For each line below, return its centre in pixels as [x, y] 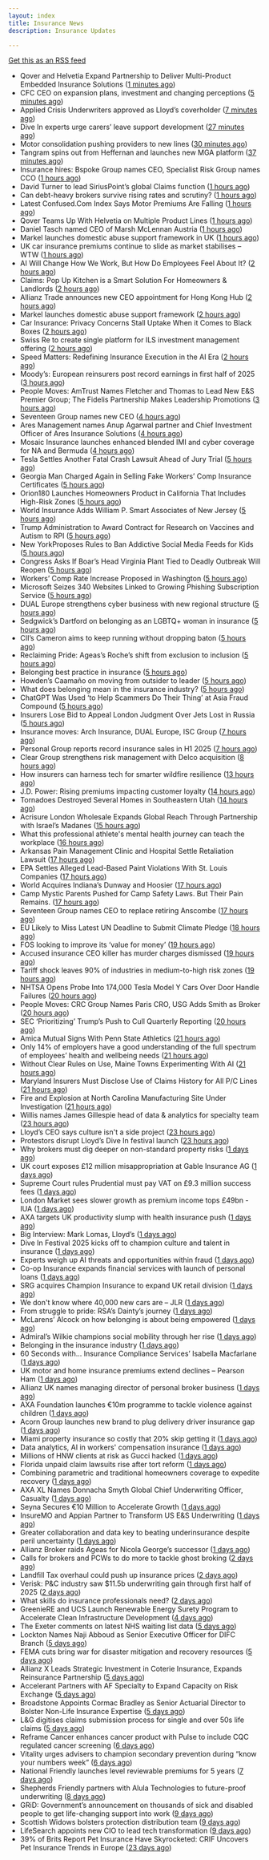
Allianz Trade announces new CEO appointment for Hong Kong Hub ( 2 [136, 297]
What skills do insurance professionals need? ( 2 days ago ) [116, 1601]
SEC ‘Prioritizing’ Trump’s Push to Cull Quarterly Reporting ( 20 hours [133, 1021]
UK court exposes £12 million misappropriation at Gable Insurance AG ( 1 [139, 1167]
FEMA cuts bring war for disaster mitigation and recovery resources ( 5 [136, 1652]
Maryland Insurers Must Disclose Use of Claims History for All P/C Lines [139, 1081]
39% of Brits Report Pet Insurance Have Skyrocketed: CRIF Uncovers [134, 1839]
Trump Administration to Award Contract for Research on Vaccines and [137, 528]
